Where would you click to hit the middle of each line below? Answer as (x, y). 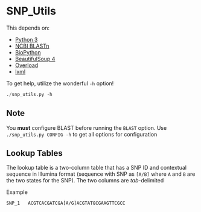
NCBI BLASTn (32, 46)
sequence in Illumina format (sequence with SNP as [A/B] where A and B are (101, 174)
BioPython (28, 52)
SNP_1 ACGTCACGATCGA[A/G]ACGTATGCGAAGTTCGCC (66, 204)
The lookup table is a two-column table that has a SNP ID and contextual (97, 168)
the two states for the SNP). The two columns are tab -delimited (85, 181)
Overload (27, 65)
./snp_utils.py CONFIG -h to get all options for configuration (82, 134)
